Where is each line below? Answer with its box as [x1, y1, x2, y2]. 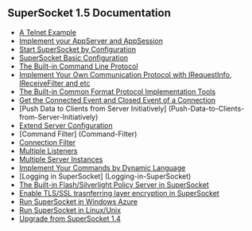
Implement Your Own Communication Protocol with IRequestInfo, [18, 69, 232, 79]
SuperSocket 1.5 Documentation [7, 6, 172, 20]
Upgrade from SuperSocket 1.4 [18, 213, 121, 223]
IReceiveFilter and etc [18, 78, 91, 88]
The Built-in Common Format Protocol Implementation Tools [18, 87, 216, 96]
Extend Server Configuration [18, 120, 113, 130]
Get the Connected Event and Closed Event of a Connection [18, 95, 216, 104]
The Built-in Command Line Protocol [18, 61, 138, 71]
